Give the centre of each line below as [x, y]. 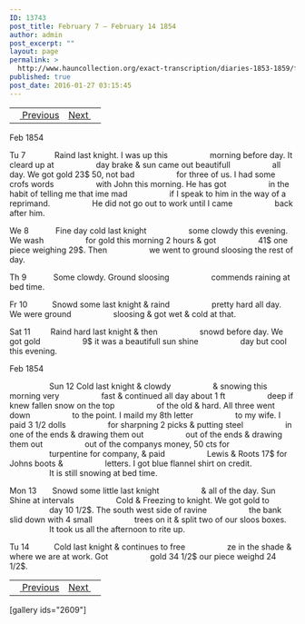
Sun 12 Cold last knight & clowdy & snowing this [158, 386]
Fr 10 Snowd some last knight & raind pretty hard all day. [146, 304]
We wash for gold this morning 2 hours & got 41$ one [149, 240]
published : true [40, 77]
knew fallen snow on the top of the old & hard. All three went [142, 405]
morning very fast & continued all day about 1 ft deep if [152, 395]
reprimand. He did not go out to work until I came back [151, 203]
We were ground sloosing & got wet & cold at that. [123, 313]
